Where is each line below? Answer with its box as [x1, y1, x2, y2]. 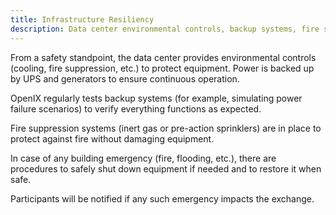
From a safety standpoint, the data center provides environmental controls [10, 51, 317, 63]
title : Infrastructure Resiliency [10, 14, 155, 25]
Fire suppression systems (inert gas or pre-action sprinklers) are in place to [10, 122, 322, 134]
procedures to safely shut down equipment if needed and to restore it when [10, 162, 322, 175]
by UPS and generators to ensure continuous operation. [10, 72, 240, 85]
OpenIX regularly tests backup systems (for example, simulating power [10, 92, 303, 104]
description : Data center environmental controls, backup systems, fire [10, 24, 320, 34]
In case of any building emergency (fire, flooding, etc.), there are [10, 152, 277, 164]
